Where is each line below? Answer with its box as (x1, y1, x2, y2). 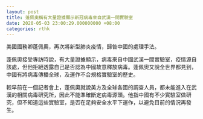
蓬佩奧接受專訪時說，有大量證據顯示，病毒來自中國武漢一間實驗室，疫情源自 (6, 56, 197, 63)
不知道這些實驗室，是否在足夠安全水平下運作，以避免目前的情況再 (22, 99, 186, 106)
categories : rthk (6, 25, 50, 32)
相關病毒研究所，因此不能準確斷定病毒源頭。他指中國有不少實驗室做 (16, 91, 186, 98)
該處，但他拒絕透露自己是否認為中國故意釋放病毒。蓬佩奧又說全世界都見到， (6, 63, 197, 71)
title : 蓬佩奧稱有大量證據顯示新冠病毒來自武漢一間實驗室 (6, 14, 134, 21)
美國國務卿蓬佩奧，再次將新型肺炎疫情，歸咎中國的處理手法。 (6, 43, 160, 50)
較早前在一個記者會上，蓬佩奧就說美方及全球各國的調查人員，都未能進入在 (6, 84, 192, 91)
